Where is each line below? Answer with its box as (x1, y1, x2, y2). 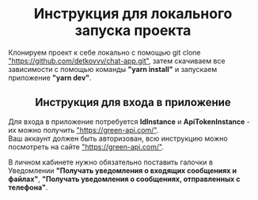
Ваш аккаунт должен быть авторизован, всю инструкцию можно (8, 134, 228, 143)
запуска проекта (74, 21, 192, 40)
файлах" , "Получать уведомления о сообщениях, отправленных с (8, 174, 241, 183)
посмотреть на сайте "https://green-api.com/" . (8, 142, 165, 151)
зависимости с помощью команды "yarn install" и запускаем (8, 64, 218, 74)
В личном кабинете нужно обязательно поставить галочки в (8, 157, 214, 167)
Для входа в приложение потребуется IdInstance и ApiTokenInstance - (8, 116, 251, 126)
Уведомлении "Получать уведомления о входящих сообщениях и (8, 165, 237, 175)
